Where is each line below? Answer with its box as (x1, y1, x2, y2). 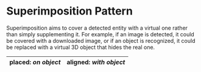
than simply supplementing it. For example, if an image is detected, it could (6, 30, 195, 38)
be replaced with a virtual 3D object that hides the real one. (6, 44, 155, 51)
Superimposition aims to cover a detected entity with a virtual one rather (6, 24, 188, 31)
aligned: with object (66, 57, 125, 66)
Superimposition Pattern (6, 4, 133, 18)
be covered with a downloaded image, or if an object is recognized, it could (6, 37, 196, 44)
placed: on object (9, 57, 61, 66)
